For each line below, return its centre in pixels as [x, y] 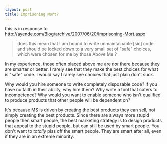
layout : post [19, 10]
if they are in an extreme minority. [40, 136]
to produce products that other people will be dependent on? [68, 100]
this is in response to [27, 28]
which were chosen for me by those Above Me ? [67, 54]
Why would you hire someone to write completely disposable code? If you [81, 84]
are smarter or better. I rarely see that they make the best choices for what [82, 69]
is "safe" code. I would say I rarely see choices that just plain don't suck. [80, 74]
